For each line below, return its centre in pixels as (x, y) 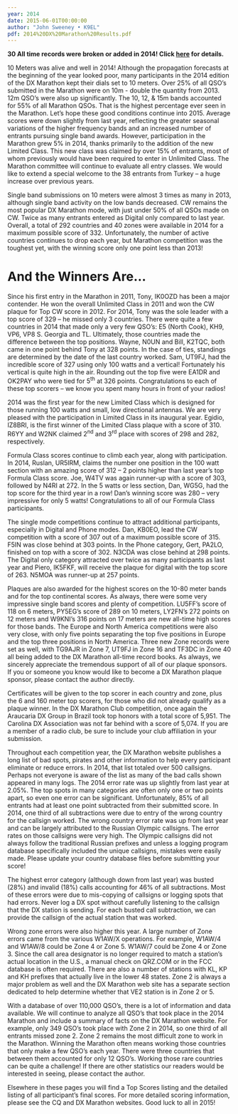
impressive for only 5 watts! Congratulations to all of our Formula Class (111, 500)
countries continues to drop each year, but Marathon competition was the (115, 241)
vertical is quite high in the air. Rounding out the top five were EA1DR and (114, 372)
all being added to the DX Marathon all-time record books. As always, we (114, 656)
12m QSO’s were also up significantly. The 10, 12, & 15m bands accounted (114, 98)
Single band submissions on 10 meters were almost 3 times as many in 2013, (119, 195)
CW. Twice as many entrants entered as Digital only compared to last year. (116, 218)
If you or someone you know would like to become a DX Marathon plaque (115, 672)
